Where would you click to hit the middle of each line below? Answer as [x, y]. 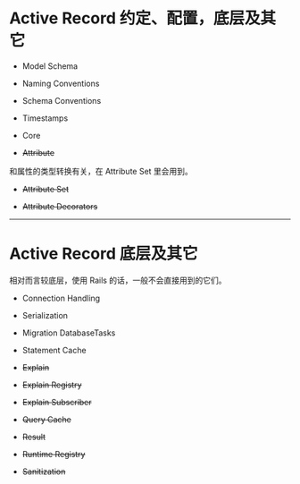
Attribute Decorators [60, 206]
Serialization [45, 315]
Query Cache [46, 419]
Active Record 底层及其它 [104, 254]
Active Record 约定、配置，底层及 [135, 18]
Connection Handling [61, 298]
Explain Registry [52, 385]
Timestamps [45, 118]
